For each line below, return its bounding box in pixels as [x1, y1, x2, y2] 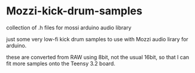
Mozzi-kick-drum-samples [6, 4, 142, 18]
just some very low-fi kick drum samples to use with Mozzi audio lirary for [6, 35, 188, 42]
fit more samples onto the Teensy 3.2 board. [6, 60, 115, 67]
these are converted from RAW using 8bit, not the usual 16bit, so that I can [6, 53, 190, 60]
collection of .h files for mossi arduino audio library [6, 24, 132, 31]
